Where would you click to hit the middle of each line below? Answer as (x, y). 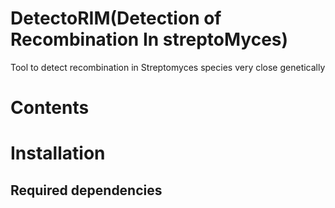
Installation (58, 153)
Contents (50, 108)
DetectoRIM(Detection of (116, 18)
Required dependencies (86, 190)
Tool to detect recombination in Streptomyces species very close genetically (168, 67)
